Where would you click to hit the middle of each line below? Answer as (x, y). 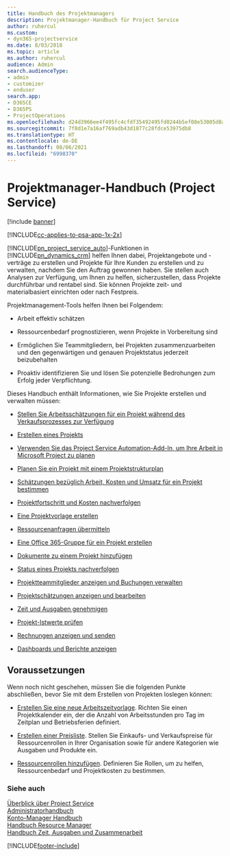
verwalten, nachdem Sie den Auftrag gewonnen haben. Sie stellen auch (108, 270)
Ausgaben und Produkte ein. (57, 750)
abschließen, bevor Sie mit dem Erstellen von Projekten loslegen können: (110, 694)
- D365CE (20, 103)
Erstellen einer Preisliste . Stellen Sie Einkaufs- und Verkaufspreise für (115, 735)
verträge (19, 262)
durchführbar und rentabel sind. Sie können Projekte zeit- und (95, 284)
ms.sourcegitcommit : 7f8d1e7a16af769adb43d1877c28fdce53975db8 (99, 128)
